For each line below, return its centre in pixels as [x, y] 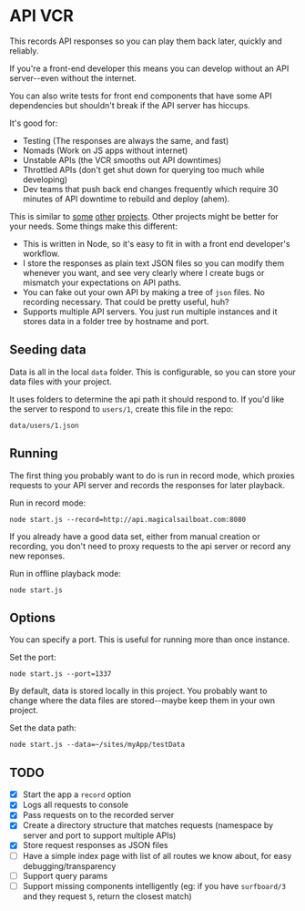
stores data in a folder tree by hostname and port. [116, 321]
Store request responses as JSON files [95, 845]
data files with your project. [61, 381]
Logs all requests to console [76, 805]
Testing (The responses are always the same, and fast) [126, 140]
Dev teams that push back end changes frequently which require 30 [151, 189]
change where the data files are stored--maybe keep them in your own [142, 701]
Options [33, 617]
